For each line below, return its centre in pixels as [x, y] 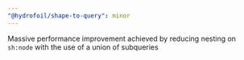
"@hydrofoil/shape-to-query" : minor [69, 16]
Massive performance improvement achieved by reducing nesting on [122, 38]
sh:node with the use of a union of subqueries [83, 47]
